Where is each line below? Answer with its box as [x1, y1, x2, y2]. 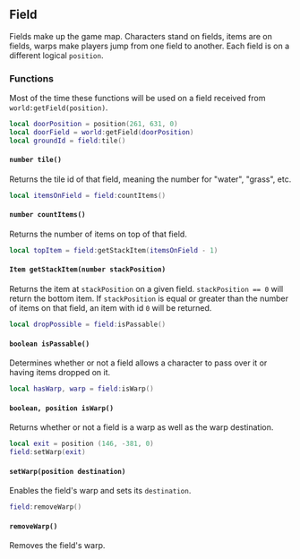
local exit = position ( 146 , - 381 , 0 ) [9, 439, 154, 449]
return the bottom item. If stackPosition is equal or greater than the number [9, 293, 289, 304]
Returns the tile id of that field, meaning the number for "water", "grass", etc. [9, 174, 292, 185]
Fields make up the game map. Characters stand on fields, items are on [9, 30, 273, 41]
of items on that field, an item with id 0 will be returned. [9, 303, 212, 314]
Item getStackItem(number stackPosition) [9, 265, 167, 274]
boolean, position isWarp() [9, 403, 115, 413]
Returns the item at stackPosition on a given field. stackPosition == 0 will [9, 284, 284, 295]
